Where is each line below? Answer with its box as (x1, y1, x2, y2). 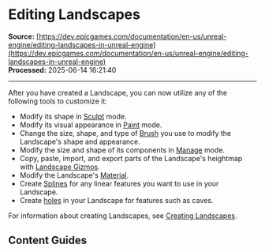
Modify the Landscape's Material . (19, 170, 129, 179)
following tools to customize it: (8, 96, 108, 106)
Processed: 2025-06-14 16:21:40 (8, 65, 117, 74)
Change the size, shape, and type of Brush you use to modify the (19, 128, 232, 137)
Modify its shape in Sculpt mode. (19, 111, 127, 121)
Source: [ (8, 32, 39, 41)
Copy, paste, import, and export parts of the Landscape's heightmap (19, 153, 243, 163)
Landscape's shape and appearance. (19, 137, 140, 146)
